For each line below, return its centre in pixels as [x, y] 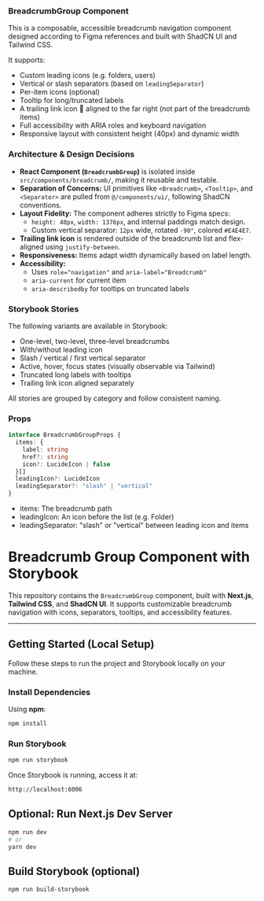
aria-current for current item [79, 280]
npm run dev [27, 832]
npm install [27, 724]
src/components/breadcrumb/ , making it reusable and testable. [119, 179]
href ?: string [45, 457]
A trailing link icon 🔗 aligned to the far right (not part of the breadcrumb [135, 109]
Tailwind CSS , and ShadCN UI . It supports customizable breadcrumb [120, 604]
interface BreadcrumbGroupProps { [65, 435]
